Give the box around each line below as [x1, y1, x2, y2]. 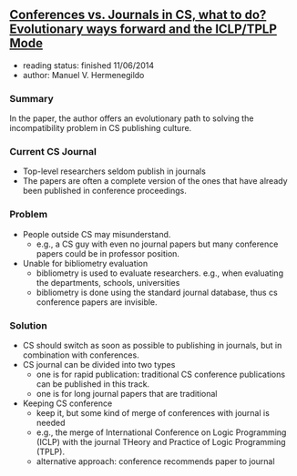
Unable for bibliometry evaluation [22, 258, 148, 268]
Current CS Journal [9, 146, 97, 158]
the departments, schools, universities [36, 277, 180, 288]
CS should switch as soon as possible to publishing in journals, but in [22, 340, 282, 350]
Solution [9, 319, 48, 331]
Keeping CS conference [22, 398, 113, 409]
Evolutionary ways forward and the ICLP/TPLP [9, 22, 278, 37]
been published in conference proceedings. [22, 186, 187, 197]
